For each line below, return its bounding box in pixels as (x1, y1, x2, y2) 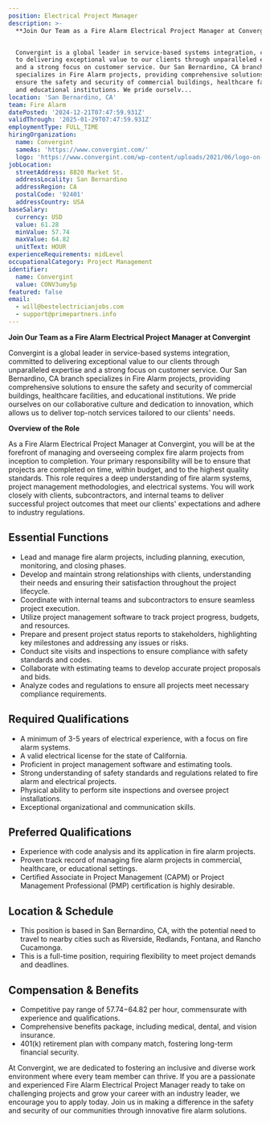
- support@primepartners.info (15, 311, 117, 319)
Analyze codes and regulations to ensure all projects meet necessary (19, 680, 249, 690)
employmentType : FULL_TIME (8, 123, 99, 131)
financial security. (19, 1047, 80, 1057)
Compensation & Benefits (8, 983, 139, 997)
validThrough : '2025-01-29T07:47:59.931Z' (8, 116, 153, 124)
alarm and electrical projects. (19, 776, 117, 786)
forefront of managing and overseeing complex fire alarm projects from (8, 448, 244, 457)
